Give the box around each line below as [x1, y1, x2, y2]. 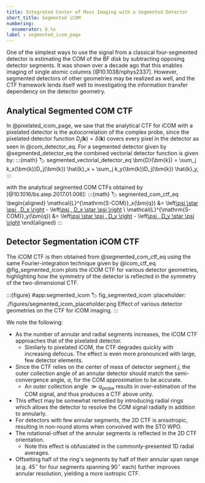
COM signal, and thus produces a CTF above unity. [24, 390, 154, 398]
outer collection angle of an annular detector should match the [15, 369, 174, 377]
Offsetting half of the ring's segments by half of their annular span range [15, 455, 199, 463]
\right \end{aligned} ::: [6, 218, 63, 226]
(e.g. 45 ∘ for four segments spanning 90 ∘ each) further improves [15, 462, 180, 470]
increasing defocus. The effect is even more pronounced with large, [24, 350, 196, 357]
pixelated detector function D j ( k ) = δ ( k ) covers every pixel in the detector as [6, 134, 199, 144]
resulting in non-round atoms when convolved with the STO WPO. [15, 423, 182, 430]
